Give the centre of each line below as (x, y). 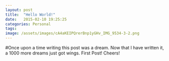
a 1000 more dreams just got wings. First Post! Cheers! (63, 53)
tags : (11, 29)
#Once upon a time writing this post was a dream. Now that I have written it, (84, 48)
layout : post (19, 10)
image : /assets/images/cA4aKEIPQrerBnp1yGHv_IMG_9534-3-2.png (72, 33)
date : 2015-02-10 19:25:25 (36, 19)
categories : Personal (28, 24)
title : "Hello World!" (30, 15)
